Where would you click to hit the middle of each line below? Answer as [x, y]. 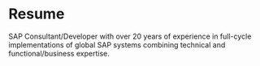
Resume [37, 14]
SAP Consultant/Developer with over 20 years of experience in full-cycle [130, 36]
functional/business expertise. [59, 53]
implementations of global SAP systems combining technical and [117, 44]
